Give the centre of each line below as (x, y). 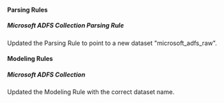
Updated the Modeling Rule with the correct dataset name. (91, 92)
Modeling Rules (30, 59)
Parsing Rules (28, 10)
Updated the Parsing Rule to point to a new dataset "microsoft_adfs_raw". (112, 43)
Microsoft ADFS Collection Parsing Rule (66, 26)
